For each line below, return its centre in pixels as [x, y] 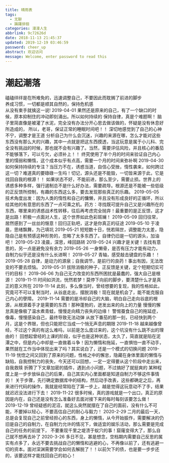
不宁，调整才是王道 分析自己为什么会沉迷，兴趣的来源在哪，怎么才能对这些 [83, 136]
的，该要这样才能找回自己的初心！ [40, 455]
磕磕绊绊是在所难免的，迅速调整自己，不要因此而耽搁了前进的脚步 [73, 98]
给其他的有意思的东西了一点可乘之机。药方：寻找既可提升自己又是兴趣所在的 [84, 204]
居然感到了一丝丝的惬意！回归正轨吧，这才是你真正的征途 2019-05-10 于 [80, 223]
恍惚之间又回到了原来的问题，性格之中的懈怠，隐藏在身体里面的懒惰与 [90, 355]
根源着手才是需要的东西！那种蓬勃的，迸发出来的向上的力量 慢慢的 [87, 305]
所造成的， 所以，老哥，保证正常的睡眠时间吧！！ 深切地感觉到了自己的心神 [83, 129]
